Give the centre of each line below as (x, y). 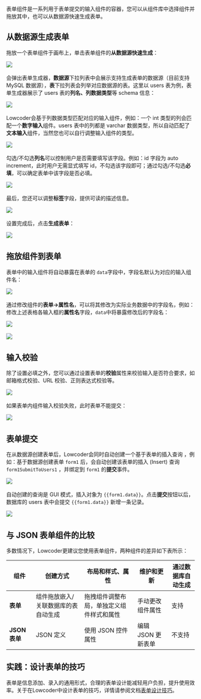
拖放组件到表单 (34, 256)
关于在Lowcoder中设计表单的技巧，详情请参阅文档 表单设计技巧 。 (97, 690)
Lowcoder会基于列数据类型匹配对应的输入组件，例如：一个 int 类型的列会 (96, 118)
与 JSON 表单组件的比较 (51, 535)
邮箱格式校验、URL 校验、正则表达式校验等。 (62, 380)
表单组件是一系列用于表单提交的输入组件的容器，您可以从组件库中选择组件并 (100, 9)
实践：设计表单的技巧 (45, 667)
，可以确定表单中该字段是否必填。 (54, 173)
